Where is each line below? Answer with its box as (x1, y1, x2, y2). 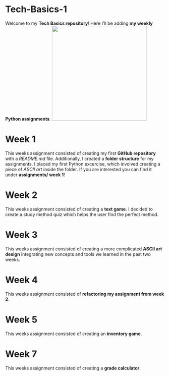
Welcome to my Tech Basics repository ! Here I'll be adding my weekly (5, 20, 153, 26)
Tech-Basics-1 (5, 4, 67, 15)
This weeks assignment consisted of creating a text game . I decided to (5, 206, 153, 212)
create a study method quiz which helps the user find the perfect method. (5, 211, 159, 218)
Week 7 (5, 348, 37, 359)
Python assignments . (5, 116, 51, 122)
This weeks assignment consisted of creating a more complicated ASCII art (5, 246, 162, 252)
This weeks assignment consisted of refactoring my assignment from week (5, 291, 164, 297)
